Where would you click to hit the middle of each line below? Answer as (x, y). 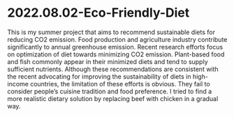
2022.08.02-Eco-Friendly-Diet (98, 13)
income (18, 84)
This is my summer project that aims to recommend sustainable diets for (111, 32)
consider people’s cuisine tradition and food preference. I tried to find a (110, 91)
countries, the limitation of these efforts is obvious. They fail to (120, 84)
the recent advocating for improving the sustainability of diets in (99, 76)
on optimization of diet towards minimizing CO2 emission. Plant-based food (116, 54)
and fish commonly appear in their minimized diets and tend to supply (108, 61)
